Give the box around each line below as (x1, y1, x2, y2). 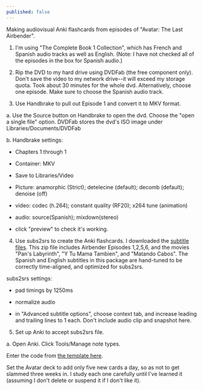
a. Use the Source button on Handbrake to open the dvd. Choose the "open (6, 111, 195, 119)
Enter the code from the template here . (6, 352, 104, 359)
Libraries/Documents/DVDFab (6, 124, 81, 131)
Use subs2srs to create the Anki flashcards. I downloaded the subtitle (15, 237, 189, 244)
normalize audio (15, 298, 56, 305)
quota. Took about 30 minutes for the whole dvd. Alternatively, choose (15, 82, 191, 89)
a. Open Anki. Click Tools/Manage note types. (6, 340, 121, 347)
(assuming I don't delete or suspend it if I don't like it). (6, 377, 141, 384)
